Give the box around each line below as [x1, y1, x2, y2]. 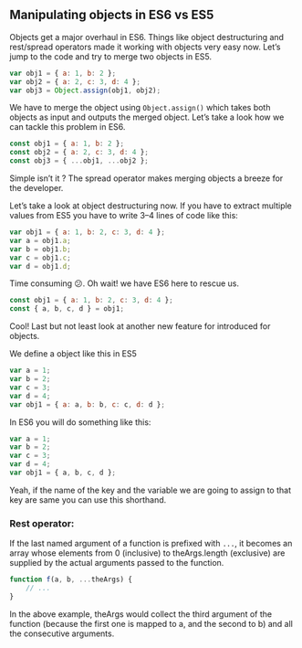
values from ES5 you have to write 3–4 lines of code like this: [9, 210, 239, 221]
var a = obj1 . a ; [9, 236, 71, 245]
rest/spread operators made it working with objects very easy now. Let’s [9, 41, 281, 52]
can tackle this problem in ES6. [9, 122, 126, 133]
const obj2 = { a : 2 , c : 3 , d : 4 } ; [9, 148, 149, 157]
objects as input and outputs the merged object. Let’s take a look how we [9, 112, 285, 122]
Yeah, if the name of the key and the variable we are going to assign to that [9, 484, 292, 495]
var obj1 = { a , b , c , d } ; [9, 468, 117, 478]
